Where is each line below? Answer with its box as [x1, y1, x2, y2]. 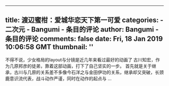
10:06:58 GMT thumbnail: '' [5, 43, 94, 51]
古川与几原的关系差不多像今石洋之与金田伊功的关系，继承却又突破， [14, 69, 155, 75]
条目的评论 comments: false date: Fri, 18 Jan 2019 [5, 34, 163, 43]
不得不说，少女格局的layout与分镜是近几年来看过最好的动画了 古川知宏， [5, 56, 156, 62]
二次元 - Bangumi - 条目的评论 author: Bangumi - [5, 25, 159, 34]
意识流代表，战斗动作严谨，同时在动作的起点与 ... [9, 75, 112, 81]
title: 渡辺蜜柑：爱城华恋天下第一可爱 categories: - [5, 16, 163, 24]
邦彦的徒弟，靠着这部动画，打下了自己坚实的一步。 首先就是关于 [18, 63, 152, 69]
